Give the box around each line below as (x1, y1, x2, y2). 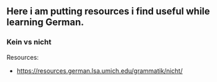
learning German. (6, 17, 84, 28)
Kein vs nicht (6, 38, 51, 47)
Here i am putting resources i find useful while (6, 6, 210, 17)
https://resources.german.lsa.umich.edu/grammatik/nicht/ (16, 66, 183, 75)
